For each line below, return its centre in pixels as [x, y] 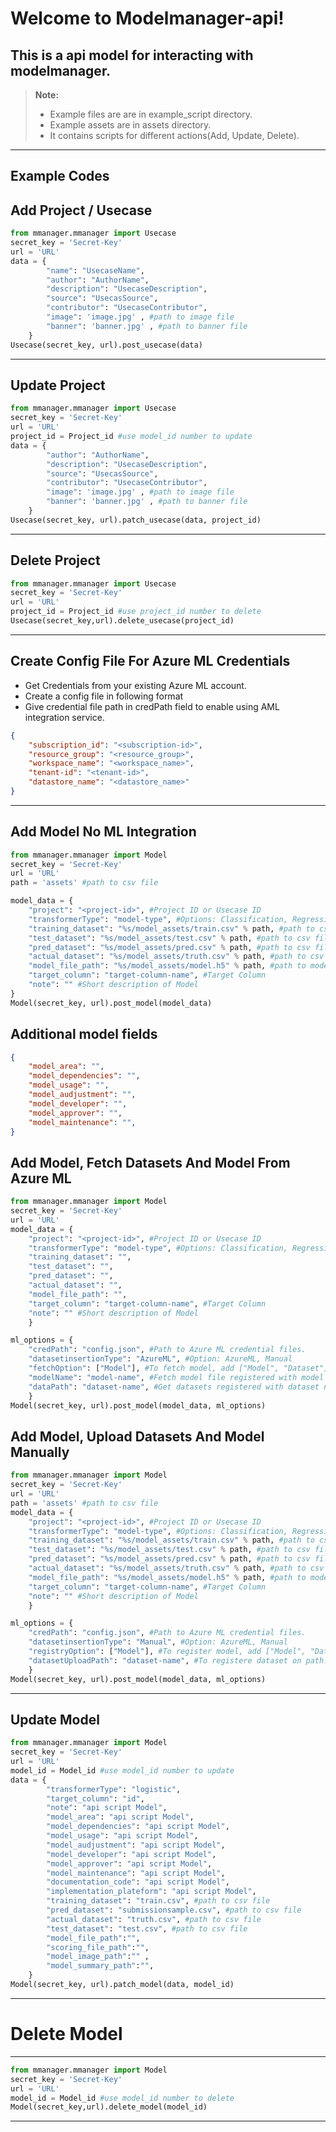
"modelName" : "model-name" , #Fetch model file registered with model [176, 1377]
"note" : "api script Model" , [107, 1808]
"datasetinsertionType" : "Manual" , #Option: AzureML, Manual [158, 1642]
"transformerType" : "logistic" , [114, 1789]
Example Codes [60, 176]
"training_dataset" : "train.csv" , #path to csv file [158, 1901]
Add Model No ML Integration [103, 832]
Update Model [55, 1719]
